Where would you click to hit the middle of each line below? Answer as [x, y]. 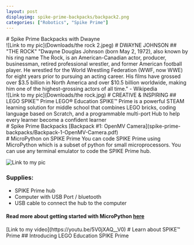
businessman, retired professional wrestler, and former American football [94, 64]
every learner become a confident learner [56, 120]
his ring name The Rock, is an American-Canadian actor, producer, [86, 58]
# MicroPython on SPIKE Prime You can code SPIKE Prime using [83, 139]
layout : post [22, 11]
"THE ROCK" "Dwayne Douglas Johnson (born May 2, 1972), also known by [97, 52]
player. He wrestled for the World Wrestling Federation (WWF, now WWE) [94, 70]
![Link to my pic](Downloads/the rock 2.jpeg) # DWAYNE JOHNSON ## [91, 45]
